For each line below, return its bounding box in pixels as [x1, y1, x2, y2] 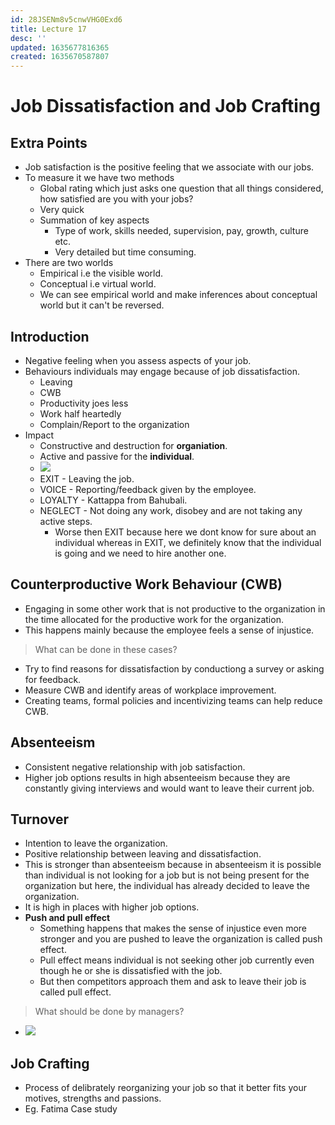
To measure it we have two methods [24, 172, 175, 184]
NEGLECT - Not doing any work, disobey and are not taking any [39, 504, 303, 516]
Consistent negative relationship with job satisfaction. [24, 761, 246, 773]
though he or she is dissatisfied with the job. [39, 965, 223, 977]
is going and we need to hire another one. [54, 547, 227, 559]
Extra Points [10, 134, 88, 151]
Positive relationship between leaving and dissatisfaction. [24, 848, 262, 860]
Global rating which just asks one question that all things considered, [39, 182, 324, 195]
